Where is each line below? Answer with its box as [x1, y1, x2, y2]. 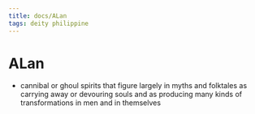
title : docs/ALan [8, 11, 67, 20]
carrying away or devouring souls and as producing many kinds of [19, 90, 242, 99]
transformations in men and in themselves [19, 98, 161, 108]
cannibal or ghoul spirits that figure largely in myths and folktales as [19, 81, 248, 91]
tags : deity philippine [8, 19, 89, 27]
